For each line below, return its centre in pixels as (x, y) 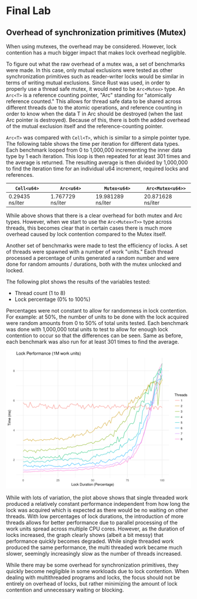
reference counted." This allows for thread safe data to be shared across (94, 101)
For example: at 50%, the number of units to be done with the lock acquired (97, 317)
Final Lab (28, 11)
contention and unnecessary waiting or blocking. (65, 590)
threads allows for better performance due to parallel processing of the (92, 523)
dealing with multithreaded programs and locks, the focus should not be (93, 577)
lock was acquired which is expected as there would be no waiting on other (97, 510)
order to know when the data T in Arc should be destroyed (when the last (94, 114)
